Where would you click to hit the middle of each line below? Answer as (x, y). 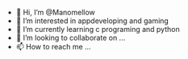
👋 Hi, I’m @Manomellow (55, 12)
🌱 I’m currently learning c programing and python (98, 29)
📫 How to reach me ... (53, 47)
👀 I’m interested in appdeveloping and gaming (92, 21)
